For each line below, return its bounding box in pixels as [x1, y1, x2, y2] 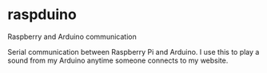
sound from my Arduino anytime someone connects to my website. [7, 56, 229, 65]
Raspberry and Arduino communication [7, 32, 137, 41]
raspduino [7, 6, 77, 24]
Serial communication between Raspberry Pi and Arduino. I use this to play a [7, 47, 260, 56]
